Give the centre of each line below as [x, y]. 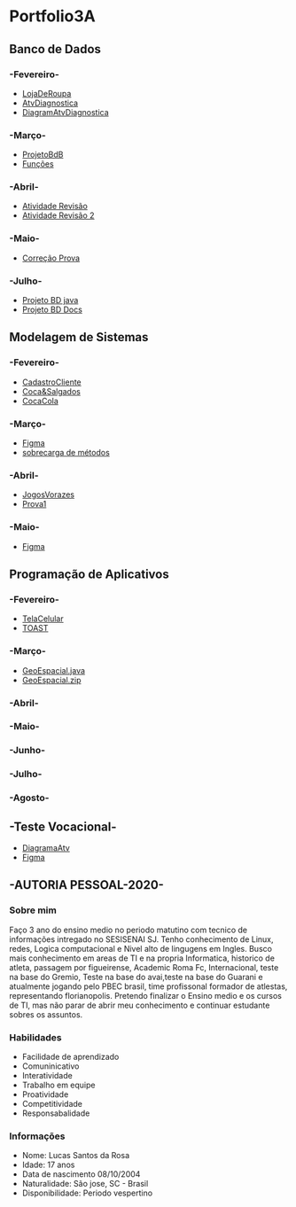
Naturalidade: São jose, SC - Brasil [85, 1184]
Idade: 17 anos [48, 1165]
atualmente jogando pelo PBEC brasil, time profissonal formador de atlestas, [148, 986]
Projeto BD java [50, 300]
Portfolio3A [52, 16]
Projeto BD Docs [52, 310]
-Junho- [27, 751]
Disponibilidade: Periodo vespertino [87, 1193]
